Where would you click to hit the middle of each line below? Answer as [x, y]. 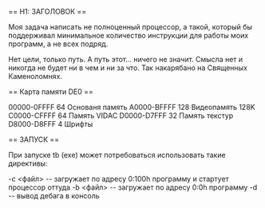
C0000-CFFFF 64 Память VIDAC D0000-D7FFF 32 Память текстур [121, 116]
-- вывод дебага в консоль [54, 196]
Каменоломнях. [35, 76]
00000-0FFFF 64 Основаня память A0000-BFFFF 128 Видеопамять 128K [132, 107]
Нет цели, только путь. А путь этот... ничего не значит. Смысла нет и [126, 59]
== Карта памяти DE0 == [51, 92]
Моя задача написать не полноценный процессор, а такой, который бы [131, 27]
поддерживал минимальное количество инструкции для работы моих [129, 35]
